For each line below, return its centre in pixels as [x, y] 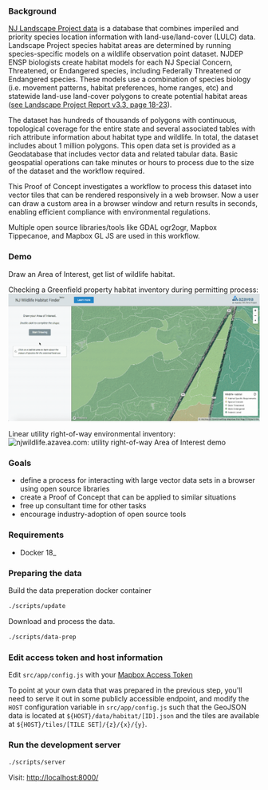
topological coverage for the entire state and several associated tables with [132, 128]
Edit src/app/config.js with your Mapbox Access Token [100, 674]
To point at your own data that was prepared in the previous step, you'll [125, 690]
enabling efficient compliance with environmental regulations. [110, 212]
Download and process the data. [62, 621]
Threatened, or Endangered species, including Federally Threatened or [125, 71]
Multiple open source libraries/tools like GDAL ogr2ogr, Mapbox [113, 227]
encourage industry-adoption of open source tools [103, 514]
